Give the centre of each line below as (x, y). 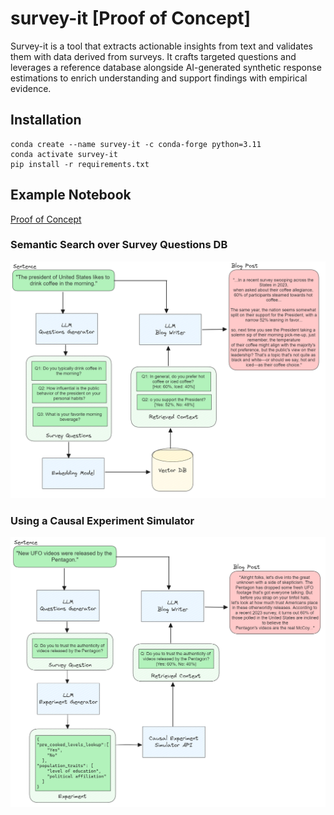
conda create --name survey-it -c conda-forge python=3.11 (136, 144)
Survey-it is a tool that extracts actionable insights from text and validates (162, 46)
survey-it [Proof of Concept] (131, 18)
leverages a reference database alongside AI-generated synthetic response (166, 67)
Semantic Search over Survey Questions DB (119, 245)
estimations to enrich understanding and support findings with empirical (159, 78)
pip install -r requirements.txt (80, 164)
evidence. (31, 88)
